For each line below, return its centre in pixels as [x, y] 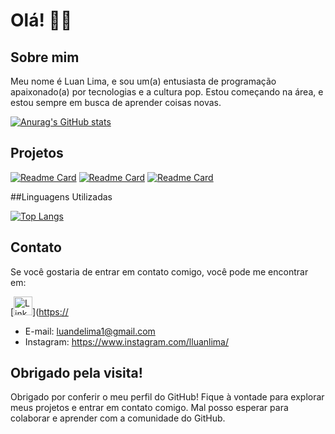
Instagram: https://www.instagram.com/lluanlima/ [127, 341]
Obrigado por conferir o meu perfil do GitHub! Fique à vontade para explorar [167, 397]
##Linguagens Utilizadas [61, 196]
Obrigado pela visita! [76, 373]
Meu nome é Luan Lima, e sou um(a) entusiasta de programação [143, 81]
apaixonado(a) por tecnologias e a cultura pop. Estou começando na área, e [167, 92]
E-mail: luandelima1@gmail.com [90, 331]
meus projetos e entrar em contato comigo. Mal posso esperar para [149, 408]
